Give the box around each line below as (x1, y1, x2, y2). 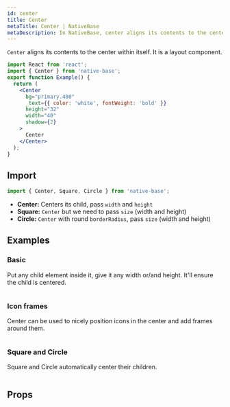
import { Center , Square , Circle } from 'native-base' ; (7, 188, 170, 195)
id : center (7, 10, 38, 17)
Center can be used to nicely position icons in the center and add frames (7, 317, 213, 325)
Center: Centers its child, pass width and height (16, 200, 153, 209)
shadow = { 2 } (25, 119, 57, 126)
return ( (13, 80, 38, 87)
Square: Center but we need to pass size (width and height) (16, 207, 187, 216)
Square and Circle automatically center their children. (7, 363, 157, 371)
